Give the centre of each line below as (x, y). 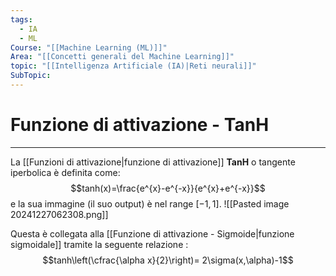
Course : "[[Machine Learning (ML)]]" (89, 47)
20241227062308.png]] (59, 214)
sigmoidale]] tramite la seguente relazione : (99, 244)
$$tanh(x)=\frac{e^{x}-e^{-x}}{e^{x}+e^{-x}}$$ (168, 188)
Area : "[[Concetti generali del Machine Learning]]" (122, 57)
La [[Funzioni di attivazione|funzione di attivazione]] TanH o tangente (153, 162)
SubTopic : (31, 76)
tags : (21, 19)
